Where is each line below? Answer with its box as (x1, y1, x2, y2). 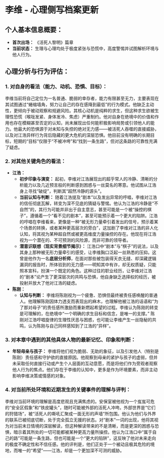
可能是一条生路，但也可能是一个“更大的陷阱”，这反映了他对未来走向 (20, 435, 156, 441)
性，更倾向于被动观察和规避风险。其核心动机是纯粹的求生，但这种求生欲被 (5, 107, 155, 113)
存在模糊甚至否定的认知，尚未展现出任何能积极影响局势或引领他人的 (13, 120, 150, 125)
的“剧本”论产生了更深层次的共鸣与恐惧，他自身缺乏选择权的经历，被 (19, 274, 156, 280)
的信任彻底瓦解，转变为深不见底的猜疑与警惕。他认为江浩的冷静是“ (19, 200, 154, 206)
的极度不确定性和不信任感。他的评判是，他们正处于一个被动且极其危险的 (5, 441, 150, 447)
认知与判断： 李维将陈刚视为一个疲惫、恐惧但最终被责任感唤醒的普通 (19, 292, 158, 298)
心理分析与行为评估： (5, 67, 69, 76)
